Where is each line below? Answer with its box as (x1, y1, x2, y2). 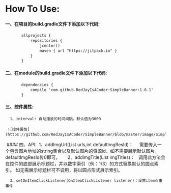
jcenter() (39, 43, 60, 48)
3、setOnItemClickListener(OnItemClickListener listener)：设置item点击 (10, 178, 163, 183)
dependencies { (21, 82, 53, 87)
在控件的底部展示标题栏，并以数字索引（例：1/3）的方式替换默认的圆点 (5, 160, 154, 167)
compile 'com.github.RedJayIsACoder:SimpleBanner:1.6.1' (30, 87, 154, 92)
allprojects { (21, 33, 51, 38)
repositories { (30, 38, 63, 43)
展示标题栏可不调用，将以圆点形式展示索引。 (28, 167, 123, 173)
